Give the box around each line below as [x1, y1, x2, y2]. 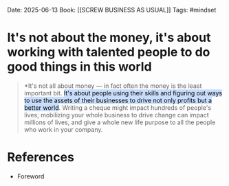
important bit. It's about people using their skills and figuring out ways [23, 89, 222, 97]
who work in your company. [23, 125, 103, 133]
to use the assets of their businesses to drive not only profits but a [23, 96, 212, 104]
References [7, 150, 74, 165]
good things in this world [7, 59, 153, 75]
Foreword [17, 172, 45, 181]
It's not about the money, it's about [7, 30, 211, 45]
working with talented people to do [7, 45, 210, 60]
